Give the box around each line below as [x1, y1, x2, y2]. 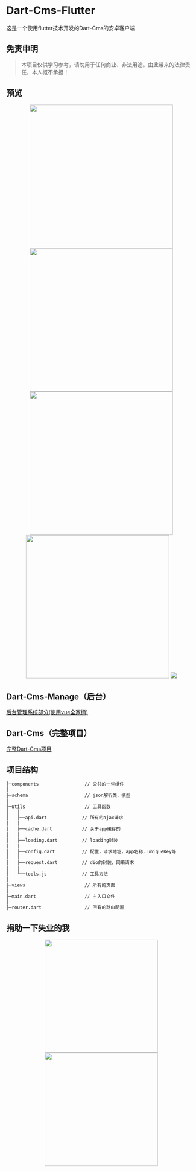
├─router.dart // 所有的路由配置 [6, 905, 125, 911]
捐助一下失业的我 [6, 923, 70, 933]
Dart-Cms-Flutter [6, 4, 95, 18]
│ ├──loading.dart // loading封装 [6, 837, 118, 843]
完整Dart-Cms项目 [6, 745, 52, 752]
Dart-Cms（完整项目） [6, 728, 92, 738]
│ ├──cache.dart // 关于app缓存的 [6, 826, 121, 832]
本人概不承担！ [31, 68, 69, 75]
